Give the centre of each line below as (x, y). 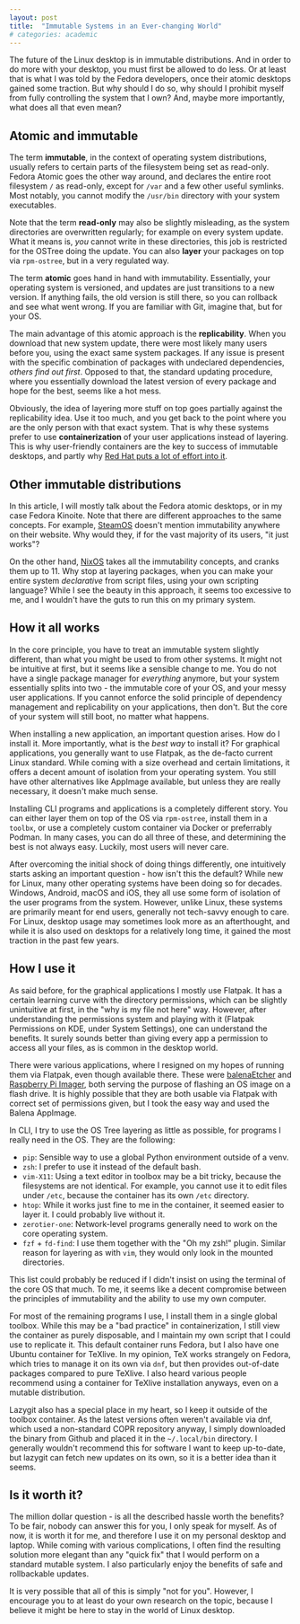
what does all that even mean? (66, 108)
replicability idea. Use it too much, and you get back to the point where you (148, 418)
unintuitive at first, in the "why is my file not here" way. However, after (138, 1009)
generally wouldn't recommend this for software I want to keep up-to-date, (147, 1448)
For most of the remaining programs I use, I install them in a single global (143, 1316)
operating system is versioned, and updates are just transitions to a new (142, 287)
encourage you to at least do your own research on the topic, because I (141, 1601)
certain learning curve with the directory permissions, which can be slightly (148, 1000)
